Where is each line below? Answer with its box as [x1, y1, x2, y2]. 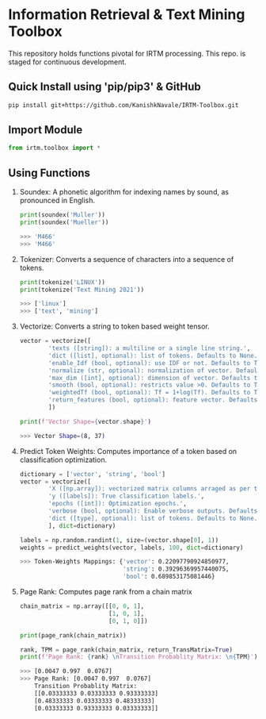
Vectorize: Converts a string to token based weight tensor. [19, 321, 210, 331]
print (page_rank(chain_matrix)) [19, 631, 127, 640]
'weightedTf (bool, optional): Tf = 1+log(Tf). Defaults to [48, 389, 251, 397]
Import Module [8, 123, 83, 136]
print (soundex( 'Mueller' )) [19, 218, 109, 226]
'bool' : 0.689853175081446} [122, 573, 215, 581]
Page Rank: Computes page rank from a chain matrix [19, 587, 192, 596]
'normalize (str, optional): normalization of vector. [48, 367, 234, 375]
